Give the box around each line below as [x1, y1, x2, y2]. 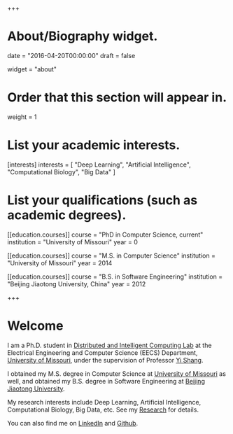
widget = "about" [7, 64, 57, 73]
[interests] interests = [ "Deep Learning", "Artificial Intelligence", [7, 160, 191, 169]
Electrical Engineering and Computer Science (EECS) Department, [7, 348, 198, 357]
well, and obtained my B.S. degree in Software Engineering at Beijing [7, 377, 205, 385]
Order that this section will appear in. [7, 90, 227, 106]
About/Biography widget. [7, 29, 158, 44]
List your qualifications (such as [7, 192, 198, 208]
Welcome [7, 318, 64, 333]
